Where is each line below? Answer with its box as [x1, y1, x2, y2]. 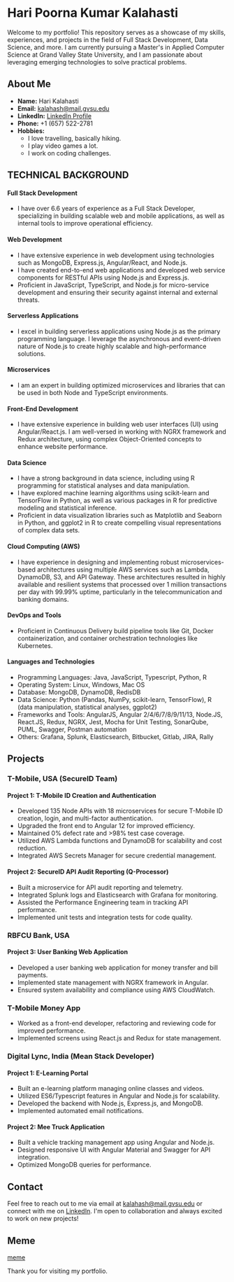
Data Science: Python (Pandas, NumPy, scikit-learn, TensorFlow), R [17, 695, 212, 703]
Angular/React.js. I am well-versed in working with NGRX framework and [17, 427, 227, 436]
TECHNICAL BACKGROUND [7, 170, 129, 181]
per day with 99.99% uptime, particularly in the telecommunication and [17, 587, 222, 596]
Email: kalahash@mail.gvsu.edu [17, 104, 110, 113]
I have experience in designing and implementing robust [17, 558, 180, 566]
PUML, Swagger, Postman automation [17, 725, 127, 733]
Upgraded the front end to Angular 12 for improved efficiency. [17, 822, 196, 830]
